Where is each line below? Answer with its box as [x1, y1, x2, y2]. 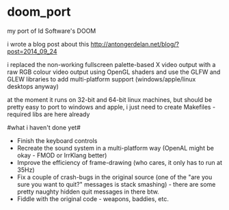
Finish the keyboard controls [16, 136, 98, 144]
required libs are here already [7, 110, 90, 118]
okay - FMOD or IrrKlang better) [16, 151, 107, 159]
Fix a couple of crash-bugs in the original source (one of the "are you [16, 172, 213, 181]
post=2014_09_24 [7, 47, 57, 55]
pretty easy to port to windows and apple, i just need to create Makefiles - [7, 103, 216, 111]
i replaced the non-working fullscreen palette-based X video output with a [7, 60, 216, 68]
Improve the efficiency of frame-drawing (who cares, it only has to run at [16, 158, 222, 166]
